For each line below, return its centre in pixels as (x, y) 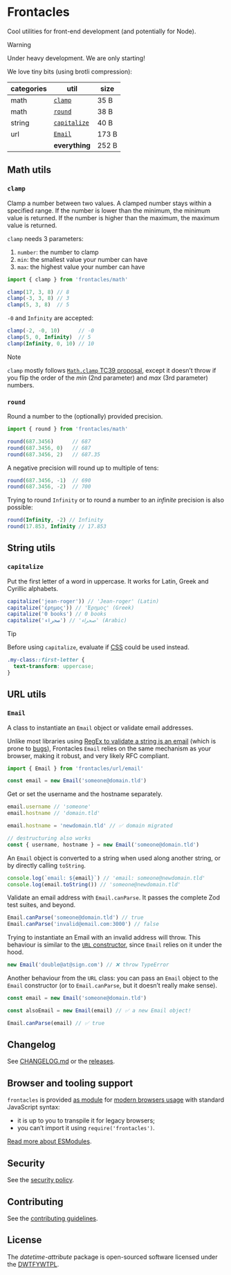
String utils (31, 548)
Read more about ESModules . (49, 1141)
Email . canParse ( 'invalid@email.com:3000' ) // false (83, 924)
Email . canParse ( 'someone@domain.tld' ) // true (75, 918)
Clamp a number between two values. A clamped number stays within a (110, 203)
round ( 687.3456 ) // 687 (49, 441)
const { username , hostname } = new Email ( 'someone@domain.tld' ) (103, 845)
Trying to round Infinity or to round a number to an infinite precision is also (116, 500)
